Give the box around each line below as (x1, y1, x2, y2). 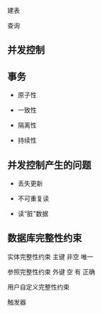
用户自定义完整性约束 (7, 282, 69, 291)
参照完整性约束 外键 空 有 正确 (7, 267, 96, 276)
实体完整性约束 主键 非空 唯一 (7, 252, 93, 261)
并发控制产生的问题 (7, 159, 91, 171)
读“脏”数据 (17, 209, 49, 218)
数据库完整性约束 (7, 232, 82, 244)
